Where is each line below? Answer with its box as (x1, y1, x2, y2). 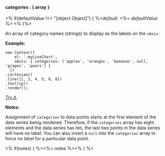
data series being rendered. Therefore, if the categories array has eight (5, 120, 154, 126)
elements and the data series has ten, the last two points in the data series (5, 125, 160, 131)
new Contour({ (5, 50, 35, 55)
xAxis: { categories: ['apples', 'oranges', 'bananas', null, (14, 59, 148, 64)
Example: (5, 41, 26, 47)
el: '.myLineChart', (14, 55, 58, 60)
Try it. (5, 94, 18, 101)
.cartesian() (5, 72, 33, 77)
